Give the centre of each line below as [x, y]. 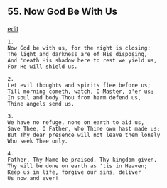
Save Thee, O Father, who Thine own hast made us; [84, 128]
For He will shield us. [43, 67]
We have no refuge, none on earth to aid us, [76, 122]
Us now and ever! [33, 178]
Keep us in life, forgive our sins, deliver [74, 172]
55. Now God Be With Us [63, 12]
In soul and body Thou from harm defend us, [74, 98]
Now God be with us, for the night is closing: [79, 48]
